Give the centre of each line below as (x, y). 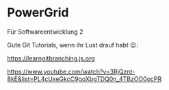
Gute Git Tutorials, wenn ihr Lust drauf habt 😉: (73, 45)
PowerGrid (38, 13)
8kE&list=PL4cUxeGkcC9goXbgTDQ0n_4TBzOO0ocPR (84, 79)
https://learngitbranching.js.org (51, 58)
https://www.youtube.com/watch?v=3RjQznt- (71, 71)
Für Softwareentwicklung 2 (45, 32)
